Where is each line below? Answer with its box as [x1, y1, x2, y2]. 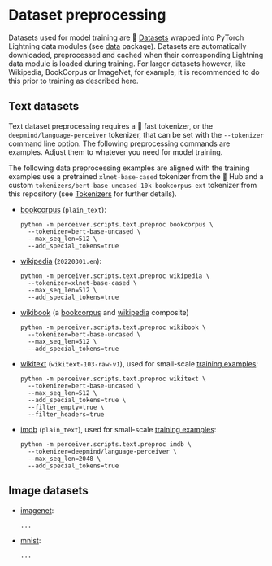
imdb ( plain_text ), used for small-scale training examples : [19, 424, 217, 434]
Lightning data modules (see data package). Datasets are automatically [8, 41, 247, 50]
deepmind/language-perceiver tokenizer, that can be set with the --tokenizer [8, 129, 264, 139]
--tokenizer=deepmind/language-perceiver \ [28, 447, 177, 455]
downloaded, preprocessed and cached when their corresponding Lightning [8, 50, 264, 59]
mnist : [19, 535, 41, 545]
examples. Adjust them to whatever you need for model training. [8, 147, 223, 156]
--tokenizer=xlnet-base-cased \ [28, 279, 137, 287]
